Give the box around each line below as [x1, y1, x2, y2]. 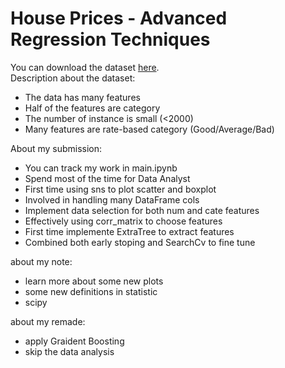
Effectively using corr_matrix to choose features [24, 215, 223, 227]
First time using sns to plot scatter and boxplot [24, 183, 217, 195]
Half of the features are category [24, 102, 161, 114]
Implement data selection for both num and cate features [24, 204, 260, 216]
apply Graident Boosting [24, 335, 125, 347]
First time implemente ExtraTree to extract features [24, 225, 235, 237]
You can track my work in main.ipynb [24, 162, 178, 174]
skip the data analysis [24, 345, 115, 357]
